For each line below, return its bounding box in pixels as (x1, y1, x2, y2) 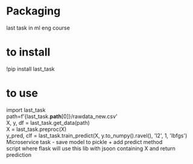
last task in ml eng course (6, 24, 71, 31)
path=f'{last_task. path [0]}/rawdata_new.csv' (6, 113, 118, 120)
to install (6, 45, 51, 59)
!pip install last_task (6, 65, 55, 72)
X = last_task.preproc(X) (6, 125, 67, 133)
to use (6, 86, 38, 100)
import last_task (6, 106, 46, 113)
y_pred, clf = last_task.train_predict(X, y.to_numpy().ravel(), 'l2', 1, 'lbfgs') (6, 131, 188, 139)
